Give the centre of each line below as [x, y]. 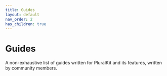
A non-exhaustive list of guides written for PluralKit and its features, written [84, 63]
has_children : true [26, 24]
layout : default [22, 15]
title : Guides [20, 10]
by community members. [31, 68]
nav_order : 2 [19, 19]
